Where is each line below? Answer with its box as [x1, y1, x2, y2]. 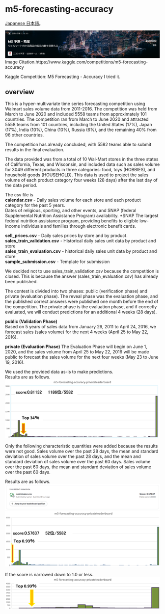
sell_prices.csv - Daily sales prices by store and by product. [5, 233, 128, 239]
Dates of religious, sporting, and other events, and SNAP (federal [5, 208, 137, 214]
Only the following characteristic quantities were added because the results [5, 443, 158, 449]
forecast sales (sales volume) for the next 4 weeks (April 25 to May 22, [5, 329, 149, 335]
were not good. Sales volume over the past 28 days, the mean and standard [5, 448, 159, 454]
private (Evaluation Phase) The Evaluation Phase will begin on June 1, [5, 344, 147, 349]
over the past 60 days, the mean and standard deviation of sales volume [5, 464, 151, 470]
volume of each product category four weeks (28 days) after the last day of [5, 177, 158, 183]
